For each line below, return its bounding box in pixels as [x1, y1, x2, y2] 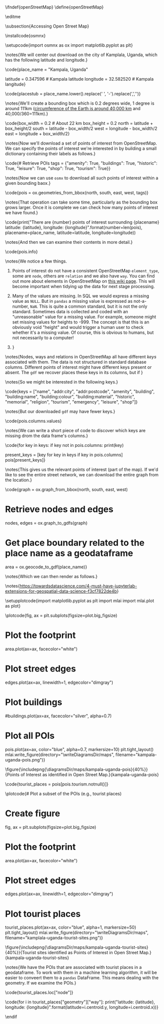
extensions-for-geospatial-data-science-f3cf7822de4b [5, 588, 117, 594]
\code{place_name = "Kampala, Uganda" [5, 66, 88, 72]
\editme [5, 14, 21, 19]
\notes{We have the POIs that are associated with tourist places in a [5, 965, 142, 970]
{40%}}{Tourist [5, 950, 36, 956]
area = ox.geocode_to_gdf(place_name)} [5, 564, 87, 570]
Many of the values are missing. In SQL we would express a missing [12, 293, 149, 299]
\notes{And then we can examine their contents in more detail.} [5, 239, 133, 245]
